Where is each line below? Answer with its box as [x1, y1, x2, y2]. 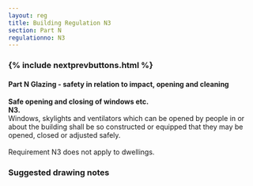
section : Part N [8, 26, 62, 34]
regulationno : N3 [8, 33, 66, 42]
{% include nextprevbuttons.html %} [8, 60, 153, 71]
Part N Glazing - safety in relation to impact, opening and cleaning [8, 79, 229, 89]
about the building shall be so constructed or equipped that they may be [8, 122, 244, 131]
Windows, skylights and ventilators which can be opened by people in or [8, 114, 245, 123]
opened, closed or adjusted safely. [8, 131, 121, 140]
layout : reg [8, 11, 47, 20]
